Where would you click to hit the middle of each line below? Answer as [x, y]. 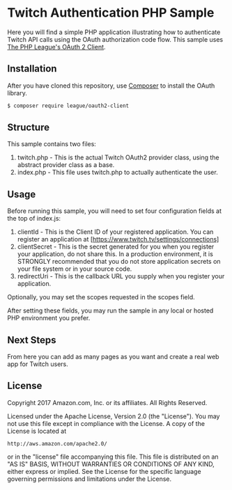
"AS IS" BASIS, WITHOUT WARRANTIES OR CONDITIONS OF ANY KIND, [111, 464]
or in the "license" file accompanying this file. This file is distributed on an [113, 457]
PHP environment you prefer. [49, 318]
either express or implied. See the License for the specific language [104, 471]
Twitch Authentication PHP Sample [111, 13]
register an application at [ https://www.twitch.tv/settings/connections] [118, 239]
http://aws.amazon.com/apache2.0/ [57, 443]
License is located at [37, 431]
